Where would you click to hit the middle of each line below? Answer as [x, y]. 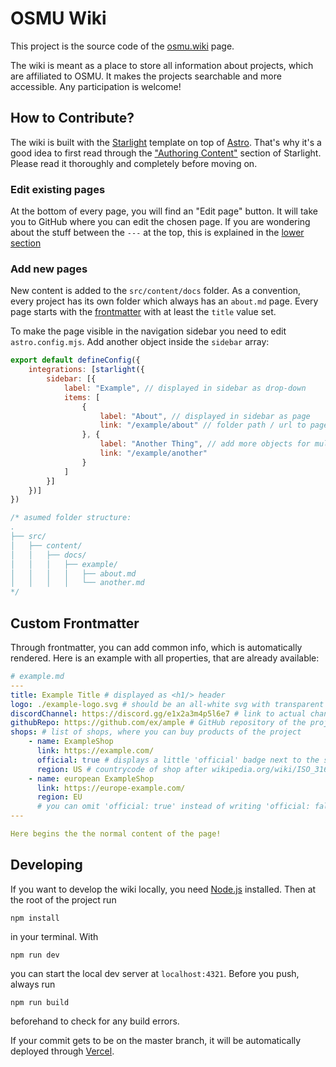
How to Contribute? [72, 118]
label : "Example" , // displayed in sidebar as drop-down [185, 388]
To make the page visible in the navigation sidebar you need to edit [148, 331]
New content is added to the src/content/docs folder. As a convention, [156, 291]
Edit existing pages [58, 189]
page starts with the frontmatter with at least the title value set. [143, 312]
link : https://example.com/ [95, 751]
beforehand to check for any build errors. [95, 1021]
